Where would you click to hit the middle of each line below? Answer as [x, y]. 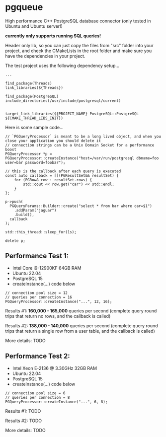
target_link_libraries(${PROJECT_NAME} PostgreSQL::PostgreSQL [72, 114]
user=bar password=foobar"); [35, 162]
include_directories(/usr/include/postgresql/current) [63, 101]
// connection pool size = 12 [37, 293]
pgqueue [24, 7]
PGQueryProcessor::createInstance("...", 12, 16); [59, 301]
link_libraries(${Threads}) [34, 88]
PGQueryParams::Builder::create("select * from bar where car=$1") [81, 206]
